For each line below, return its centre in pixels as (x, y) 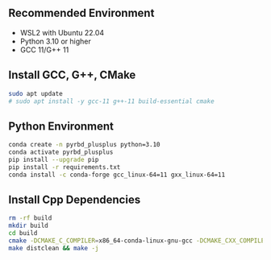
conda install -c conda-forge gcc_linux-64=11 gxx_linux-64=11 (117, 175)
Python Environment (61, 126)
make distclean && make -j (54, 248)
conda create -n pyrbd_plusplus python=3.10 (84, 145)
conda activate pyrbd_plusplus (61, 152)
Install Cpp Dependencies (75, 199)
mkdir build (28, 226)
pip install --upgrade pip (54, 159)
